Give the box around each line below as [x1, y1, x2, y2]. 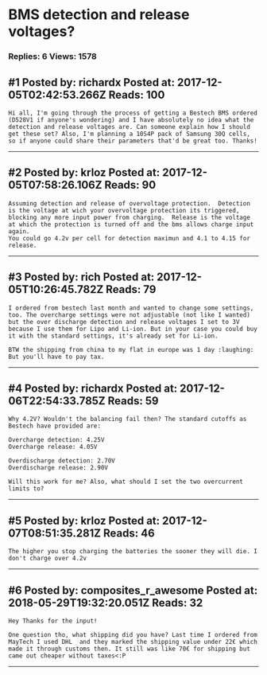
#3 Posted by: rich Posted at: [8, 271, 155, 284]
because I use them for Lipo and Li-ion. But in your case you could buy [8, 325, 258, 333]
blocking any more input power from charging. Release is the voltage [8, 213, 250, 221]
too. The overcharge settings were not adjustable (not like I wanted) [8, 310, 250, 319]
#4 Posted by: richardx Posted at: [8, 381, 178, 395]
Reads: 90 [104, 178, 157, 192]
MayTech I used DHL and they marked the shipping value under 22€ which [8, 638, 258, 646]
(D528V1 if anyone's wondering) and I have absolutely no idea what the [8, 115, 254, 124]
